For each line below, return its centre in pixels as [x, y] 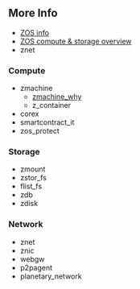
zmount [33, 169]
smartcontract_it [47, 122]
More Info [33, 13]
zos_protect [40, 131]
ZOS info [35, 32]
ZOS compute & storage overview [76, 41]
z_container [51, 105]
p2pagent [36, 267]
